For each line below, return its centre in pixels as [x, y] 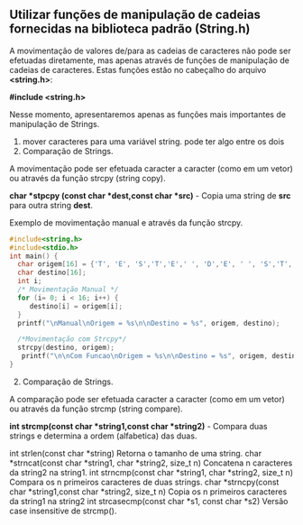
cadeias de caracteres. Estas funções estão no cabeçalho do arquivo [138, 69]
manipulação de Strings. [55, 124]
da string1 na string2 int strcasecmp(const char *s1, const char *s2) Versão [149, 501]
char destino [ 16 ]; [52, 273]
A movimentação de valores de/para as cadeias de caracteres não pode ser [150, 51]
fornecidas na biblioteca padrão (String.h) [130, 29]
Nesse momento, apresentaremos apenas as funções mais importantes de [148, 114]
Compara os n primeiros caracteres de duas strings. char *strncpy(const [144, 482]
